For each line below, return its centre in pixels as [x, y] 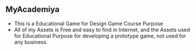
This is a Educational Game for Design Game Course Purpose [88, 23]
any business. [31, 42]
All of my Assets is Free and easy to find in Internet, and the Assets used [102, 30]
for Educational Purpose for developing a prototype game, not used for [100, 36]
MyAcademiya [33, 10]
